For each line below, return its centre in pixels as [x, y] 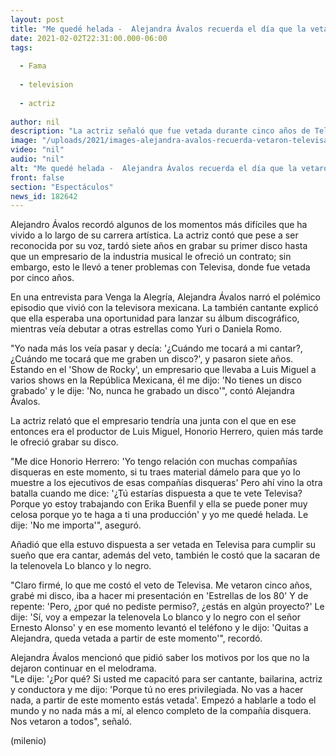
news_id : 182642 [44, 196]
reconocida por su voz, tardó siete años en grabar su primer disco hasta [159, 246]
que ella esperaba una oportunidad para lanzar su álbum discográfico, [155, 318]
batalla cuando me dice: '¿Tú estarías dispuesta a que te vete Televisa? [156, 493]
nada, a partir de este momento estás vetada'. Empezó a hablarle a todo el [163, 700]
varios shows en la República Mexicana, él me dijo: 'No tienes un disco [156, 380]
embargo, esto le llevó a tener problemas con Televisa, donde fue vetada [160, 267]
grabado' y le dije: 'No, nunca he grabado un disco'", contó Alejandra [152, 391]
